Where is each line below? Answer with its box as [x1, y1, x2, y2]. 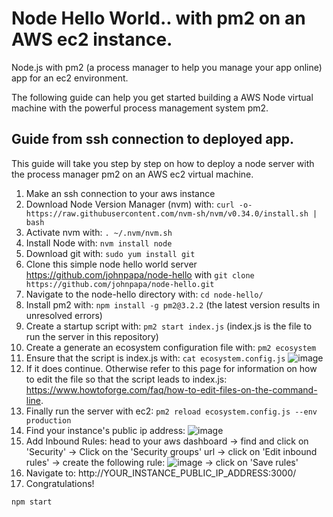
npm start [11, 497, 53, 507]
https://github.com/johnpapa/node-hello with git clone [25, 268, 255, 281]
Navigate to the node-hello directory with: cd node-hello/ [25, 288, 264, 300]
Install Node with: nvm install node [25, 237, 173, 249]
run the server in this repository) [25, 330, 159, 342]
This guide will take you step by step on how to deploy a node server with [11, 157, 315, 169]
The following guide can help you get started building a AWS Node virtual [11, 91, 314, 103]
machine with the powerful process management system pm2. [11, 102, 269, 114]
